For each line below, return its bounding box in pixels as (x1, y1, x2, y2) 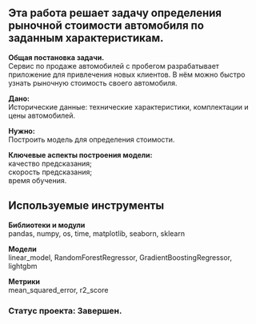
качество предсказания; (8, 158, 92, 168)
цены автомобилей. (8, 110, 76, 120)
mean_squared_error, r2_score (8, 285, 109, 294)
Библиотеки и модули (8, 220, 86, 230)
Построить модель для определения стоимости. (8, 134, 175, 144)
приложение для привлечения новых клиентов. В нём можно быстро (8, 70, 246, 79)
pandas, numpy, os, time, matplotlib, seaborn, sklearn (8, 228, 186, 238)
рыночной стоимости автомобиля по (8, 19, 204, 33)
